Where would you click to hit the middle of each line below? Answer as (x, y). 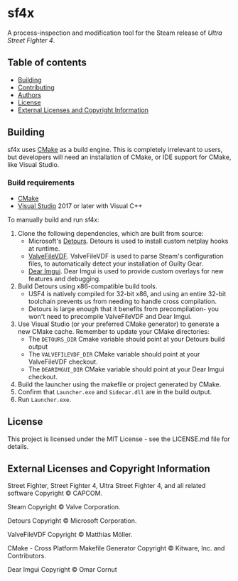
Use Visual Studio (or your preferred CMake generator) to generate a (118, 324)
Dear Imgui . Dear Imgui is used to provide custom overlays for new (126, 271)
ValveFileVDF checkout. (63, 362)
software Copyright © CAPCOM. (55, 493)
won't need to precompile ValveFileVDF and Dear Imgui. (110, 316)
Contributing (36, 87)
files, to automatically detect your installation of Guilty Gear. (116, 264)
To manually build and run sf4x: (53, 219)
